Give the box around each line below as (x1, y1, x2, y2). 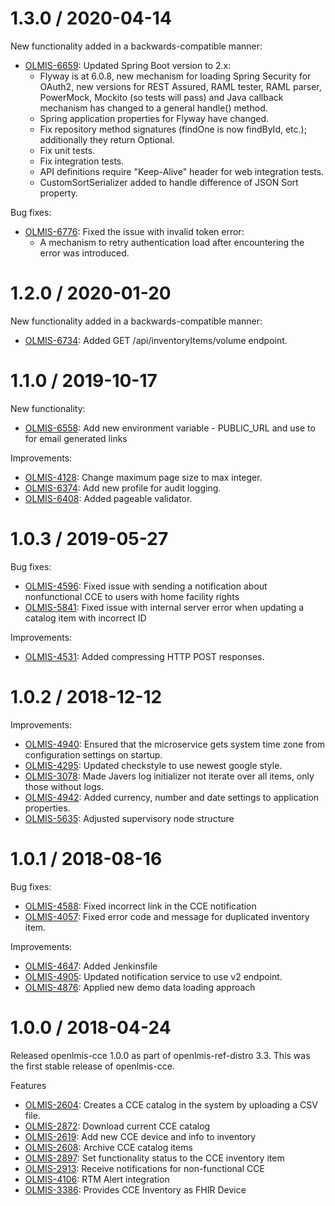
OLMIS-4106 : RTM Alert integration (24, 1173, 170, 1185)
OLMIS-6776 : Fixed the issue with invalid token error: (24, 225, 245, 237)
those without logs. (24, 780, 105, 792)
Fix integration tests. (39, 155, 125, 167)
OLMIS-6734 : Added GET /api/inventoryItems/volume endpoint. (24, 334, 288, 346)
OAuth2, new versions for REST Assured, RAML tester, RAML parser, (39, 80, 322, 92)
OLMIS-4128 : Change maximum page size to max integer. (24, 471, 263, 483)
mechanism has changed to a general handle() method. (39, 102, 268, 114)
